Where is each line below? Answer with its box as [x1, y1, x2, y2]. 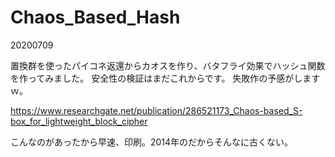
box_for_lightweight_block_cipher [10, 115, 148, 127]
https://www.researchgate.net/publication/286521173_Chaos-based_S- [10, 104, 303, 116]
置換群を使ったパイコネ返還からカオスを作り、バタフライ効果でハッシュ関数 [10, 59, 326, 71]
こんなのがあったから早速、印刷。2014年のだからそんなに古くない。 [10, 136, 294, 148]
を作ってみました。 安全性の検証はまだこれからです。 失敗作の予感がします [10, 72, 321, 84]
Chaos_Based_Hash [10, 6, 181, 29]
